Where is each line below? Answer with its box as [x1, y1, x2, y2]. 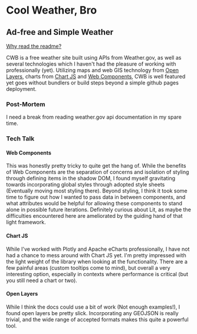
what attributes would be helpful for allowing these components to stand [6, 200, 183, 207]
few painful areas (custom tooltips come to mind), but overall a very [6, 264, 170, 271]
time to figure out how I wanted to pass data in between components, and [6, 194, 186, 201]
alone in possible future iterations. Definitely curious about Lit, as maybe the [6, 206, 192, 213]
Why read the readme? [6, 42, 62, 50]
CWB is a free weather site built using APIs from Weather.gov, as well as [6, 54, 182, 61]
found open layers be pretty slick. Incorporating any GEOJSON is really [6, 309, 179, 316]
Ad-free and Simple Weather [6, 27, 114, 37]
